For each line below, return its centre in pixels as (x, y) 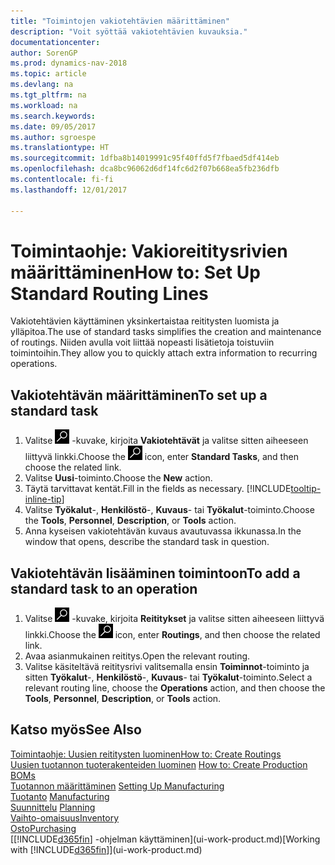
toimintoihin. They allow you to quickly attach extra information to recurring (164, 353)
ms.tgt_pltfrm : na (48, 95)
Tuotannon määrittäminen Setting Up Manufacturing (117, 786)
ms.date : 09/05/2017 (53, 126)
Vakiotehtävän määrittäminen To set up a (139, 395)
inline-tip (43, 499)
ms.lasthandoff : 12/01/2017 (69, 190)
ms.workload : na (44, 105)
